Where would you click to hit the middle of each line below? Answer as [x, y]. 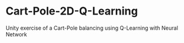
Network [17, 34]
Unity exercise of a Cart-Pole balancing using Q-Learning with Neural [92, 28]
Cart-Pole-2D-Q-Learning [72, 11]
